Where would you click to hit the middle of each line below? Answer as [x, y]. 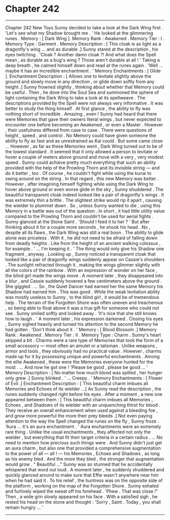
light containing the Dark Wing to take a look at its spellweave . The [75, 97]
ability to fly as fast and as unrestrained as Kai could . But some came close [84, 141]
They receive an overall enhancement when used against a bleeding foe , [81, 410]
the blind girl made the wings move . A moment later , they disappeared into [84, 275]
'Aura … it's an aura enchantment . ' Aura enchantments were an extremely [83, 426]
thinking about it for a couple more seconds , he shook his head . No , [78, 227]
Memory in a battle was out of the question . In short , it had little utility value [85, 211]
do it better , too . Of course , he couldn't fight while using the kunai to [78, 173]
